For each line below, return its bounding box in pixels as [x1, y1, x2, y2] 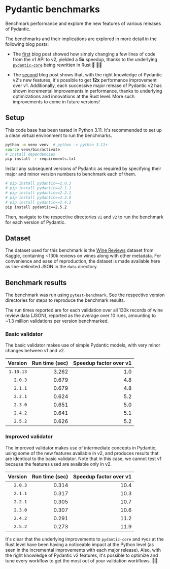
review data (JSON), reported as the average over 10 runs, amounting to [5, 312, 156, 319]
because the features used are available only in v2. [5, 461, 112, 467]
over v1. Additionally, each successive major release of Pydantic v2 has [12, 82, 162, 89]
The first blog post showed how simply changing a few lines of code [12, 51, 156, 57]
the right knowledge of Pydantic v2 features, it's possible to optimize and [5, 552, 158, 558]
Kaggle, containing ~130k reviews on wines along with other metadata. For [5, 253, 161, 259]
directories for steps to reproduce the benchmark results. [5, 297, 125, 303]
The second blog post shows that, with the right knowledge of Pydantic [12, 71, 162, 77]
